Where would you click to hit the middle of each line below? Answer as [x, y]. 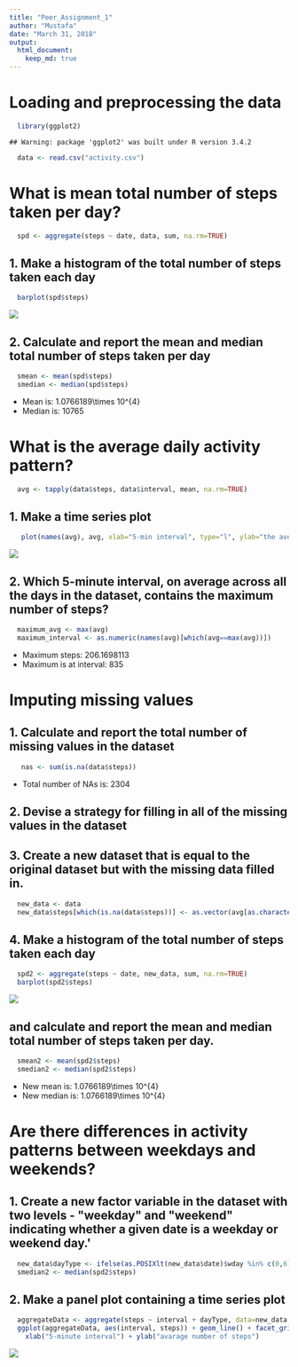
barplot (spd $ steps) [53, 298]
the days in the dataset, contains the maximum [141, 595]
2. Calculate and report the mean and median [136, 342]
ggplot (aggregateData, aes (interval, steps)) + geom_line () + [134, 1328]
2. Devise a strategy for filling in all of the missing [149, 812]
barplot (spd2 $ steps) [55, 982]
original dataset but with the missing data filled [142, 870]
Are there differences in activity [129, 1131]
